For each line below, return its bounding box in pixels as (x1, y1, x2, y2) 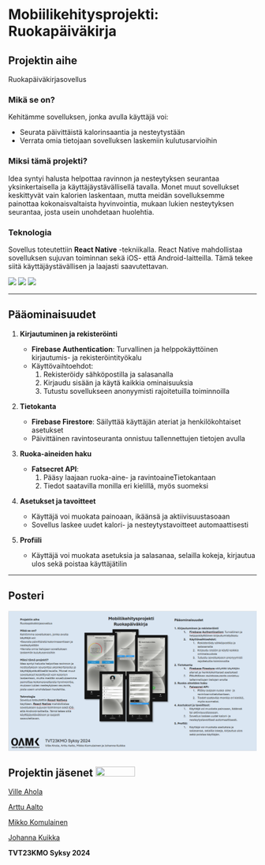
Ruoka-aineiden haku (19, 448, 92, 459)
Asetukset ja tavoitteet (19, 496, 96, 506)
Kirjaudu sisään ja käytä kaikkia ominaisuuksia (43, 377, 193, 388)
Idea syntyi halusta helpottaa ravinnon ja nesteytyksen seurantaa (8, 174, 219, 183)
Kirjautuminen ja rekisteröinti (19, 329, 118, 339)
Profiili (19, 535, 42, 545)
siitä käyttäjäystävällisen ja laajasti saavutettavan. (8, 261, 169, 271)
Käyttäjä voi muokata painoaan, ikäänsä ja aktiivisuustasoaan (31, 511, 230, 521)
